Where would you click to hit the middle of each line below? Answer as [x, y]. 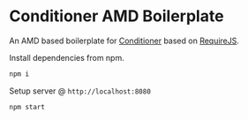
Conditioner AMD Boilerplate [116, 16]
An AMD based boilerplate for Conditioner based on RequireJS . [124, 41]
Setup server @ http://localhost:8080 [80, 91]
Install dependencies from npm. [67, 57]
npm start [27, 107]
